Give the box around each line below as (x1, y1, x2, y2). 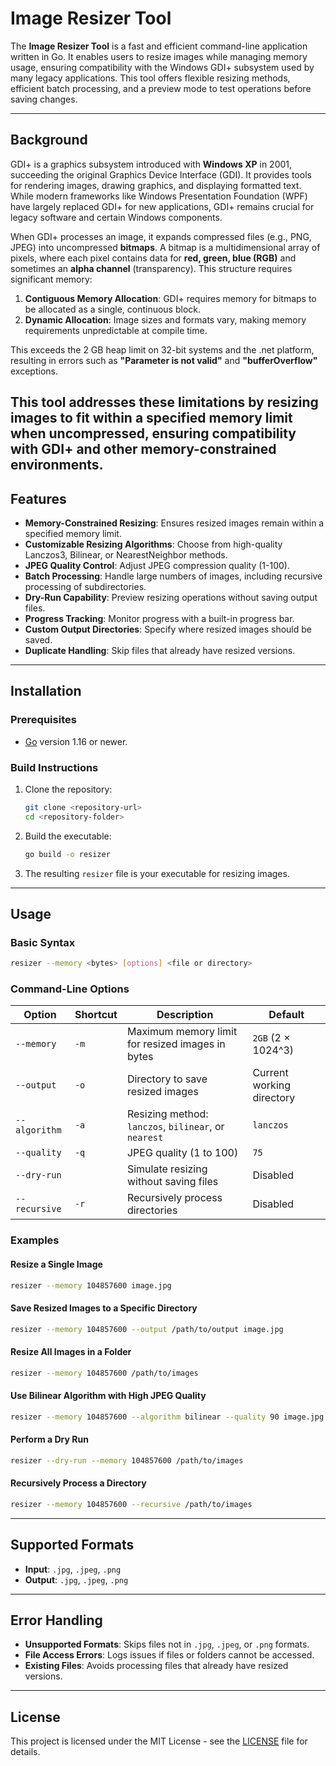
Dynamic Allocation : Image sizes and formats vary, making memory (24, 313, 307, 326)
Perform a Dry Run (10, 1433, 89, 1446)
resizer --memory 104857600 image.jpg (10, 1280, 172, 1291)
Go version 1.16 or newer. (24, 735, 128, 747)
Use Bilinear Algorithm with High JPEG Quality (10, 1390, 207, 1402)
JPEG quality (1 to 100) (126, 1146, 239, 1160)
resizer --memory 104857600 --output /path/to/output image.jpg (10, 1324, 284, 1334)
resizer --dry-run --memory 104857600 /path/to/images (10, 1455, 244, 1466)
